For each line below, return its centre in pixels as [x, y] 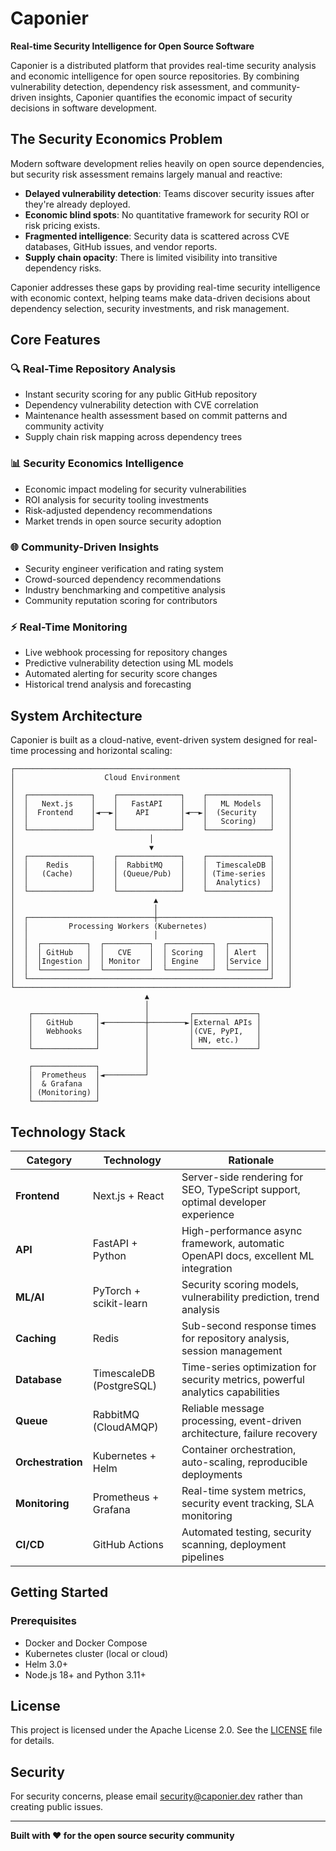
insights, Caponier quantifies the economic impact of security [165, 97]
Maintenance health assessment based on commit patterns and [156, 416]
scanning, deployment [234, 1544]
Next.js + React [128, 1195]
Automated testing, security [246, 1532]
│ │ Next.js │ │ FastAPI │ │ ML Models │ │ [151, 804]
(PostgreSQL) [124, 1385]
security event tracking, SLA [248, 1503]
